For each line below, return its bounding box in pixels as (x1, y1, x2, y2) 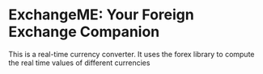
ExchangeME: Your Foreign (8, 6, 194, 24)
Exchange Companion (8, 23, 160, 41)
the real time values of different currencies (8, 58, 151, 68)
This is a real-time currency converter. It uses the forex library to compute (8, 49, 255, 59)
